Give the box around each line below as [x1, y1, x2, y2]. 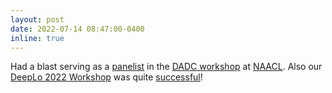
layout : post [10, 14, 65, 25]
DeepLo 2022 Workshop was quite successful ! [10, 71, 203, 83]
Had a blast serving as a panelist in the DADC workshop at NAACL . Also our [10, 61, 323, 73]
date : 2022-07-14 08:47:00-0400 [10, 24, 145, 34]
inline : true [10, 33, 65, 43]
